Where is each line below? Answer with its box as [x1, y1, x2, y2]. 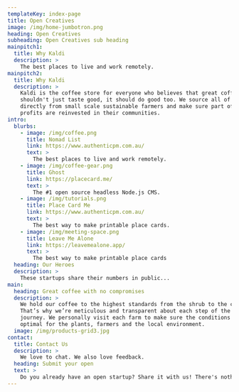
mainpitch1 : [7, 43, 43, 50]
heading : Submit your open [14, 360, 94, 368]
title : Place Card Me [26, 202, 91, 209]
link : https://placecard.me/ [26, 175, 113, 183]
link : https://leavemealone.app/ [26, 241, 126, 249]
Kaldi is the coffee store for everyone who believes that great [20, 89, 218, 97]
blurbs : [14, 122, 37, 130]
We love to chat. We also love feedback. [20, 354, 144, 361]
